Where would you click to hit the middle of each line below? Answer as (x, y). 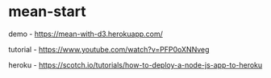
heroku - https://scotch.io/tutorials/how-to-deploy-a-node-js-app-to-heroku (135, 65)
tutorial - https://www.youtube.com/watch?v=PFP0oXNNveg (109, 49)
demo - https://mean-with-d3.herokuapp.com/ (86, 34)
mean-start (47, 12)
